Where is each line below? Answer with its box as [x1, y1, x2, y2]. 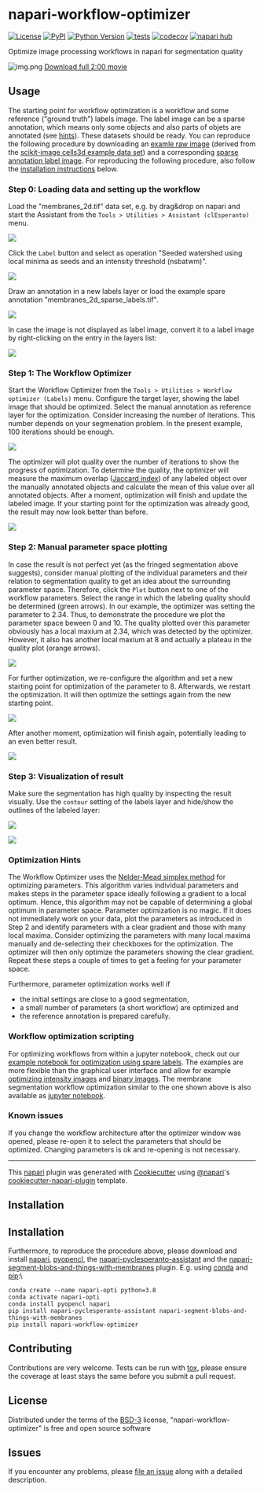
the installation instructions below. [8, 164, 119, 174]
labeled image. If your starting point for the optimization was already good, [8, 499, 250, 509]
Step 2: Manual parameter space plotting [8, 542, 167, 553]
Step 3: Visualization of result [8, 770, 124, 781]
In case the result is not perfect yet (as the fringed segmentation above [8, 560, 239, 569]
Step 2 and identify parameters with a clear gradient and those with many [8, 922, 246, 932]
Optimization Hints [8, 854, 81, 865]
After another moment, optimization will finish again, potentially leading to [8, 728, 247, 737]
